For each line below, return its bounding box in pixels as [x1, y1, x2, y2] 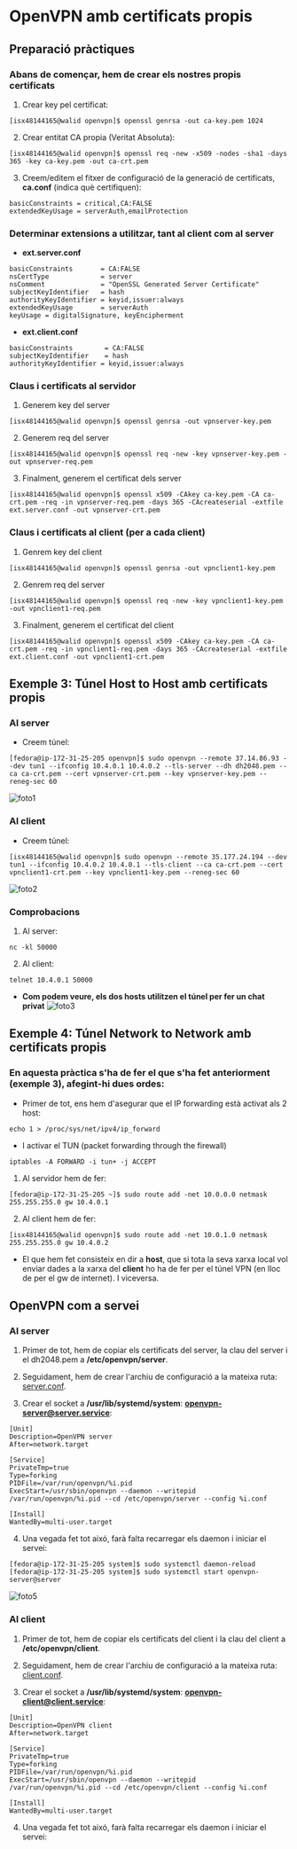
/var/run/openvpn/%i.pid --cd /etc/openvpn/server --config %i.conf [9, 1494, 268, 1504]
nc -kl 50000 [9, 943, 58, 952]
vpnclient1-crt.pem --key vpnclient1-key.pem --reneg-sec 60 [9, 867, 240, 877]
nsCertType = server [9, 272, 133, 281]
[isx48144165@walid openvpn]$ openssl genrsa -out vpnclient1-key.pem [9, 563, 276, 573]
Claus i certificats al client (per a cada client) [9, 526, 206, 538]
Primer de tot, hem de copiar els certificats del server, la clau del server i [21, 1345, 288, 1356]
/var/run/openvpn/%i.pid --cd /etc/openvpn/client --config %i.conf [9, 1782, 268, 1792]
